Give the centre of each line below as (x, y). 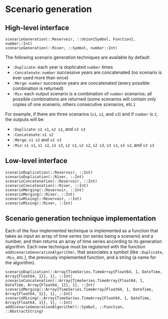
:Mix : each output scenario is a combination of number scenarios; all (82, 94)
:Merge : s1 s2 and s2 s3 (37, 140)
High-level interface (37, 28)
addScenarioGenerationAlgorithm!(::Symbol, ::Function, (65, 307)
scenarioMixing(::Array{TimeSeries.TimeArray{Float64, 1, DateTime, (78, 298)
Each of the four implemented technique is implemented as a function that (82, 230)
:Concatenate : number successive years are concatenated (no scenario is (87, 72)
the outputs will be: (25, 119)
